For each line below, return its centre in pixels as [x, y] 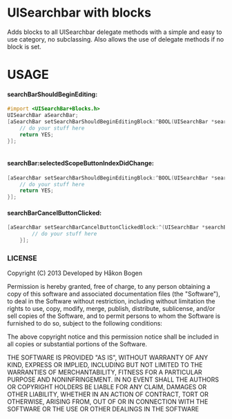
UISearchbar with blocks [79, 13]
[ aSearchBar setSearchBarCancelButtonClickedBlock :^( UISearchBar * [106, 228]
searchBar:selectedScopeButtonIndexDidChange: [80, 163]
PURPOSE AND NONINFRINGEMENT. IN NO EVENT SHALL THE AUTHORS [113, 380]
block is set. [24, 46]
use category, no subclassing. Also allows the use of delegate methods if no [116, 39]
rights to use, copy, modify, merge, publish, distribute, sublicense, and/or [111, 309]
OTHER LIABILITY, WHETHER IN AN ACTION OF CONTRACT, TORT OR [108, 394]
